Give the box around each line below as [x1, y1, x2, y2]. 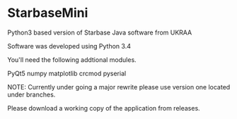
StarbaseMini [7, 5, 88, 21]
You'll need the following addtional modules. [7, 55, 137, 64]
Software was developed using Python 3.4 [7, 42, 131, 50]
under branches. [7, 90, 56, 99]
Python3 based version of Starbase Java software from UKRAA [7, 28, 192, 37]
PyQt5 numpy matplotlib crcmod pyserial [7, 69, 127, 77]
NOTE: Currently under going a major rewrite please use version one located [7, 82, 231, 91]
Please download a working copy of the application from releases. [7, 104, 200, 112]
